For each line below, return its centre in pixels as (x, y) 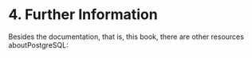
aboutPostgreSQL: (39, 44)
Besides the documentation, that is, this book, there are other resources (126, 37)
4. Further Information (83, 15)
